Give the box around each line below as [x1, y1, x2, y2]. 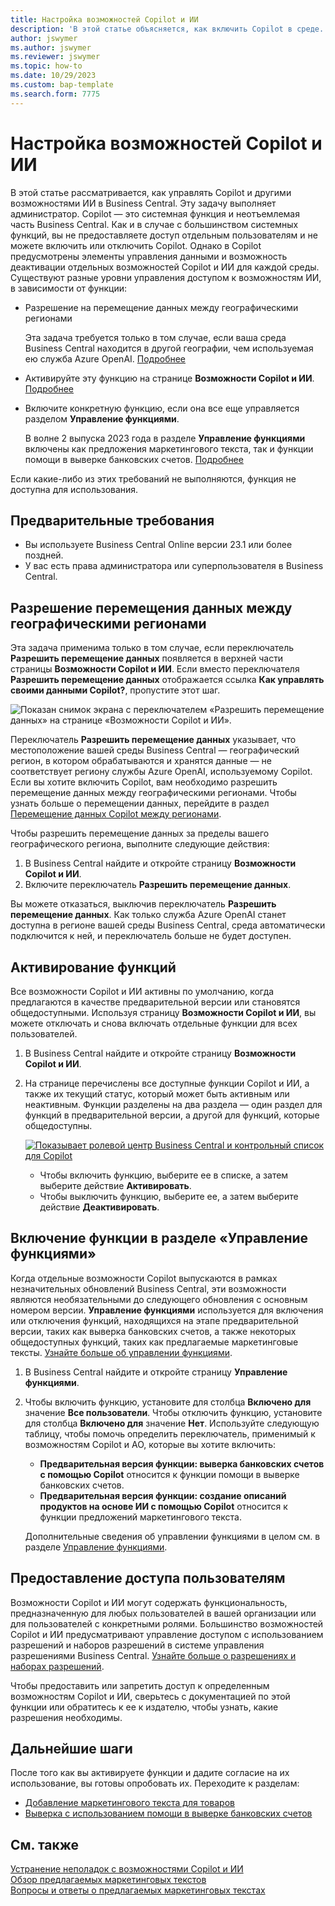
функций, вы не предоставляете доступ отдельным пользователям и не [10, 229, 318, 241]
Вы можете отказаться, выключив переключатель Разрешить [10, 898, 277, 910]
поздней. [24, 549, 64, 561]
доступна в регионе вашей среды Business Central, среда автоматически [10, 919, 326, 931]
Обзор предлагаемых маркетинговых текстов [10, 1874, 207, 1886]
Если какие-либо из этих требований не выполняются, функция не [10, 472, 297, 485]
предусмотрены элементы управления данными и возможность [10, 250, 288, 262]
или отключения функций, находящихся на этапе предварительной [10, 1314, 299, 1326]
